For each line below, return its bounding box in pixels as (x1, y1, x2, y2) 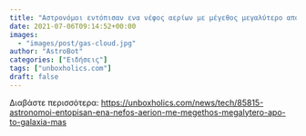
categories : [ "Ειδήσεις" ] (9, 55, 107, 64)
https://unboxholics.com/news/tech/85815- (100, 97, 264, 108)
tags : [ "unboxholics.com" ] (9, 64, 112, 73)
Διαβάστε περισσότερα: (9, 97, 99, 108)
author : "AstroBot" (9, 47, 84, 56)
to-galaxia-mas (9, 116, 66, 127)
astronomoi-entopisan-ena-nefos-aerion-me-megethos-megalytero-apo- (9, 106, 286, 118)
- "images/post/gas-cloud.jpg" (17, 38, 137, 48)
